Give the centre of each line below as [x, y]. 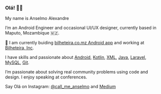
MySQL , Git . [17, 62]
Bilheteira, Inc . [20, 48]
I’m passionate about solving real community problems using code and [77, 72]
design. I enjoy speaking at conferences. [46, 77]
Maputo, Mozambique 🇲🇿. [32, 33]
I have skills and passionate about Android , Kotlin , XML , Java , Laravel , [76, 57]
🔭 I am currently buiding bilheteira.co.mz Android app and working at [75, 43]
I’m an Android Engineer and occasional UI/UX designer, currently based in [81, 28]
